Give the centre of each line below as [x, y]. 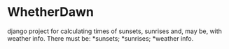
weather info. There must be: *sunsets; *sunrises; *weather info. [100, 38]
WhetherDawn [51, 12]
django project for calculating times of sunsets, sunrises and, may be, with [115, 31]
